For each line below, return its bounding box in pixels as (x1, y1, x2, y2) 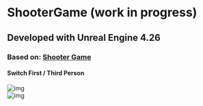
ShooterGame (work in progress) (7, 5, 198, 20)
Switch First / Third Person (7, 69, 85, 77)
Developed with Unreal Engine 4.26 (7, 32, 161, 43)
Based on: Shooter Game (7, 52, 92, 62)
